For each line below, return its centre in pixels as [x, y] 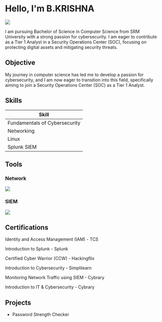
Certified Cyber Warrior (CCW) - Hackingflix [50, 258]
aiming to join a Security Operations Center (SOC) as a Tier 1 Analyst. [75, 85]
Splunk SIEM [22, 147]
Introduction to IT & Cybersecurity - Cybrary [50, 287]
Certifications [27, 227]
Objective [20, 63]
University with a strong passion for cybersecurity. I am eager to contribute [81, 36]
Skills [13, 101]
